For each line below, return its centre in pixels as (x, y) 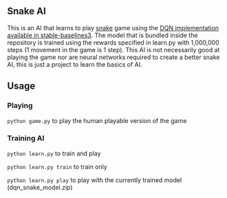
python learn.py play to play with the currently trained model (95, 180)
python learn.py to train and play (54, 153)
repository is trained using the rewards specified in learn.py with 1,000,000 (113, 42)
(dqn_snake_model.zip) (40, 187)
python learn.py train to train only (57, 166)
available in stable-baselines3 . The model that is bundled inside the (102, 35)
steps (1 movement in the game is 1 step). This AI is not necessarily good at (113, 49)
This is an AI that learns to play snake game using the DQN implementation (113, 27)
